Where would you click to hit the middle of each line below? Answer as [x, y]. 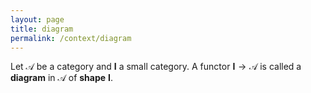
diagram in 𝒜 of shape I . [62, 78]
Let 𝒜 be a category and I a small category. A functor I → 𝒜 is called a [156, 67]
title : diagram [42, 29]
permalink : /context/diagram [71, 38]
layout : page [37, 19]
